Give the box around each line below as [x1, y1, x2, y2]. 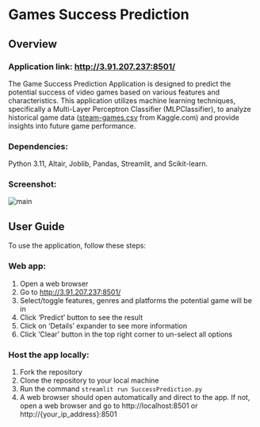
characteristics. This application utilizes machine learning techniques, [8, 95, 236, 105]
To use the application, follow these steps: [8, 240, 147, 251]
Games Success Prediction [8, 6, 189, 24]
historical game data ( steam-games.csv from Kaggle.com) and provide [8, 113, 239, 122]
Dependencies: [8, 140, 69, 152]
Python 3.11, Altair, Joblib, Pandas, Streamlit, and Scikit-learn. [8, 159, 208, 168]
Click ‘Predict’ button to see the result [19, 312, 143, 322]
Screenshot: [8, 179, 57, 190]
